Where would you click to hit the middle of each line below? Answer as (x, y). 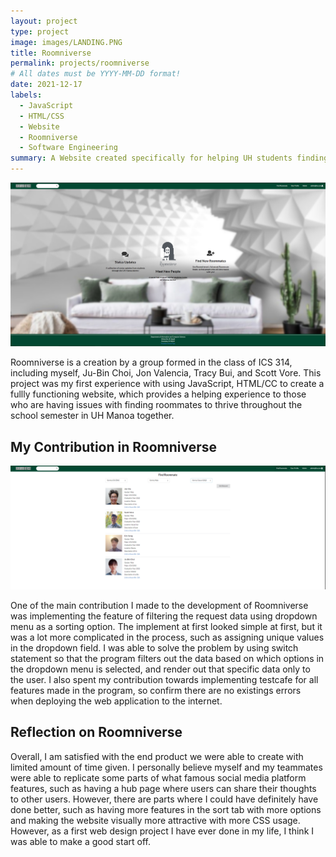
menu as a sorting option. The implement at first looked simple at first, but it (166, 626)
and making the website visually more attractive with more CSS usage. (155, 820)
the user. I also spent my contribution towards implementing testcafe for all (164, 679)
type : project (40, 31)
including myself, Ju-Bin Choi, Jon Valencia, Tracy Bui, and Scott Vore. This (166, 373)
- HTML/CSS (42, 116)
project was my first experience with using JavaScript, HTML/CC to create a (167, 384)
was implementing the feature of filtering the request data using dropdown (164, 616)
